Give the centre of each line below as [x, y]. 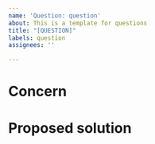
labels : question [37, 38]
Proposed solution [70, 128]
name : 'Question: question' [55, 16]
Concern [38, 91]
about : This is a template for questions [78, 23]
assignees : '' [32, 45]
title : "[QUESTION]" [43, 30]
